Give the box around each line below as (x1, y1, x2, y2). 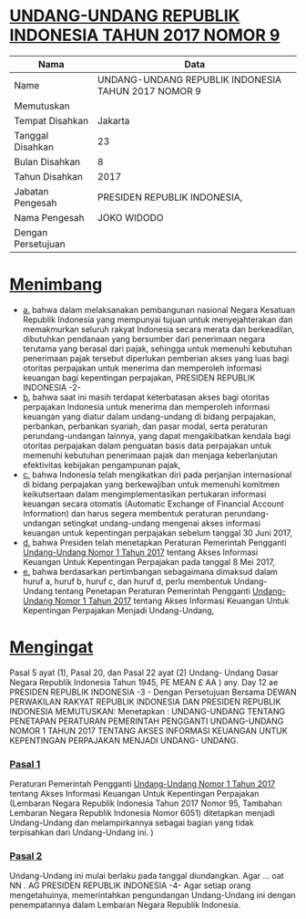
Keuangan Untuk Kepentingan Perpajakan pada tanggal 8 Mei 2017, (22, 556, 276, 567)
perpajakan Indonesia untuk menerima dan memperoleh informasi (22, 401, 270, 412)
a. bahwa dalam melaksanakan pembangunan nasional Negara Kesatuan (22, 304, 296, 315)
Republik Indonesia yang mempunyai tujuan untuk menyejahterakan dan (22, 314, 293, 325)
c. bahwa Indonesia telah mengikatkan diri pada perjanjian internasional (22, 469, 292, 480)
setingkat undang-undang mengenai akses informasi (62, 517, 261, 528)
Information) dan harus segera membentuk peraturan (22, 507, 223, 518)
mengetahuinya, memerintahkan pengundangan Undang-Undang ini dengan (9, 890, 296, 901)
